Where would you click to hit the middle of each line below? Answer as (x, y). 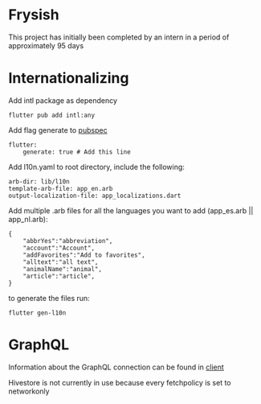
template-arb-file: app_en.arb (61, 188)
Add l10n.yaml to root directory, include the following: (96, 167)
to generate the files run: (49, 298)
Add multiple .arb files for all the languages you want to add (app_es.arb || (131, 210)
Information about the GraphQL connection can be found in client (116, 367)
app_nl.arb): (28, 219)
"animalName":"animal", (63, 269)
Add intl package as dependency (63, 100)
